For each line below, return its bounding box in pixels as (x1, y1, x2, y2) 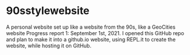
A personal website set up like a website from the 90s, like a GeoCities (6, 23, 176, 30)
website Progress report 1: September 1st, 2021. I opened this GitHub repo (6, 29, 184, 36)
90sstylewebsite (6, 4, 89, 18)
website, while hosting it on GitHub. (6, 42, 92, 49)
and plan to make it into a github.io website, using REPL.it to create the (6, 36, 176, 43)
